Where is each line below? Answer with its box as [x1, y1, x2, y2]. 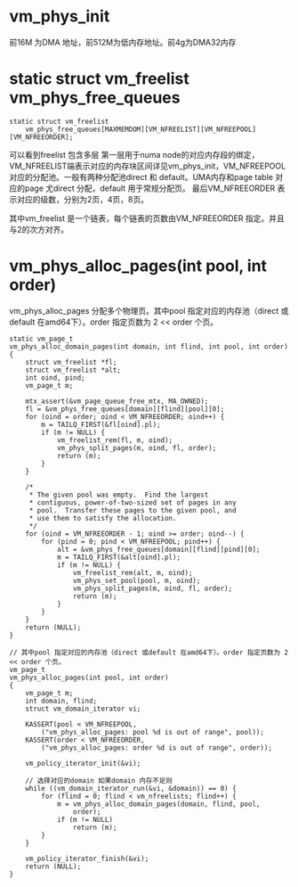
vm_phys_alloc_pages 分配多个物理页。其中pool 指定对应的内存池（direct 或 [9, 305, 289, 316]
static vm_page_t [9, 334, 74, 343]
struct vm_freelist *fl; [25, 357, 117, 366]
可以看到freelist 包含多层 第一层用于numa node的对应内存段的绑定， [9, 149, 260, 160]
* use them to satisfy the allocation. [28, 513, 177, 522]
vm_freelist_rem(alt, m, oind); [72, 568, 193, 577]
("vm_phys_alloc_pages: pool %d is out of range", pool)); [41, 727, 265, 736]
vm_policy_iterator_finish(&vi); [25, 854, 149, 863]
